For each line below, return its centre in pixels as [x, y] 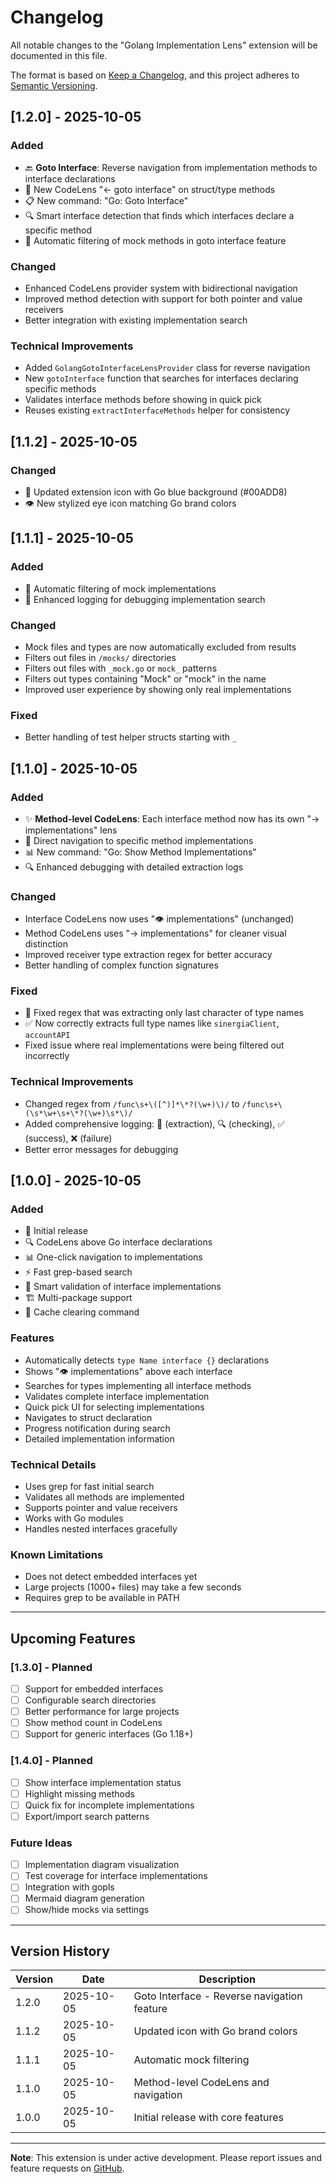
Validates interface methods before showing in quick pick [143, 400]
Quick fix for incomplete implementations [109, 1805]
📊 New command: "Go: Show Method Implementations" [140, 852]
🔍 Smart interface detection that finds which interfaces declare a [159, 215]
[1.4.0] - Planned [51, 1761]
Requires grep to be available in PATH [102, 1598]
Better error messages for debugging [101, 1149]
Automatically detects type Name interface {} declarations [147, 1360]
